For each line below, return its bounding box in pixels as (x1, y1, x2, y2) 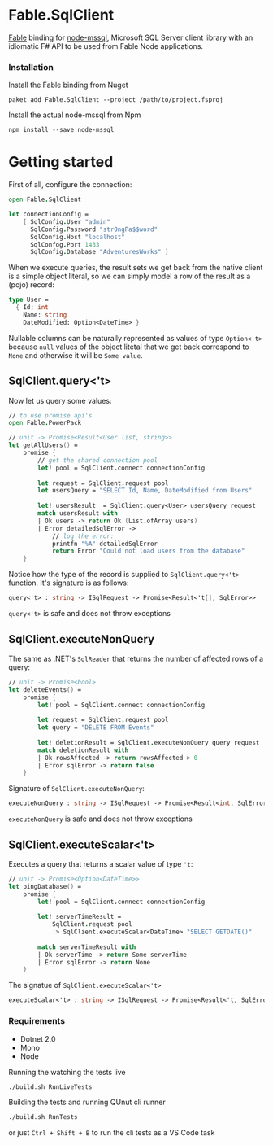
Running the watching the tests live (8, 1067, 126, 1077)
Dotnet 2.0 (19, 1034, 56, 1043)
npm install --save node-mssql (8, 126, 115, 134)
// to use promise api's (8, 411, 93, 420)
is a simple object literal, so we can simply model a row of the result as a (8, 271, 251, 282)
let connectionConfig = (8, 210, 89, 219)
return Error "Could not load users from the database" (51, 547, 245, 555)
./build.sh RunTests (8, 1113, 79, 1121)
